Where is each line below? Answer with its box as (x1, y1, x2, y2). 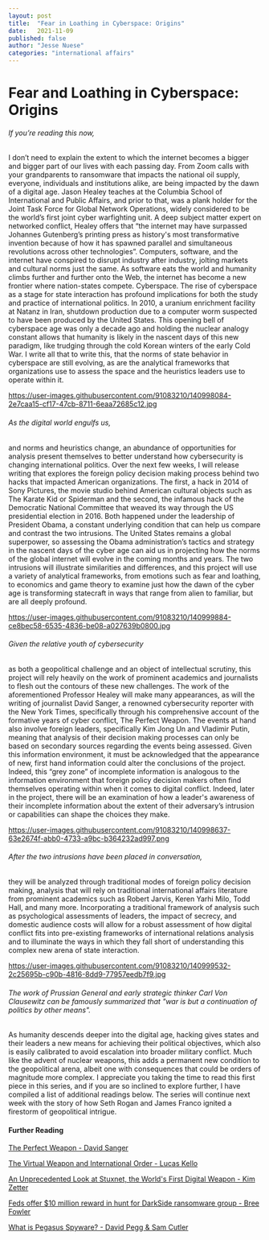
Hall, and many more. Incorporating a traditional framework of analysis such (8, 903, 259, 912)
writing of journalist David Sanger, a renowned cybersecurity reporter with (8, 698, 255, 708)
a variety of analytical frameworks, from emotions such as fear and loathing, (8, 571, 261, 580)
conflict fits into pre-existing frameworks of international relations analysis (8, 929, 255, 937)
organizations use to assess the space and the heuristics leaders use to (8, 367, 246, 377)
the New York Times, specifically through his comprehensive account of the (8, 707, 259, 716)
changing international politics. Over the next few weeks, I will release (8, 459, 239, 469)
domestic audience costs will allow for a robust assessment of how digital (8, 920, 252, 929)
